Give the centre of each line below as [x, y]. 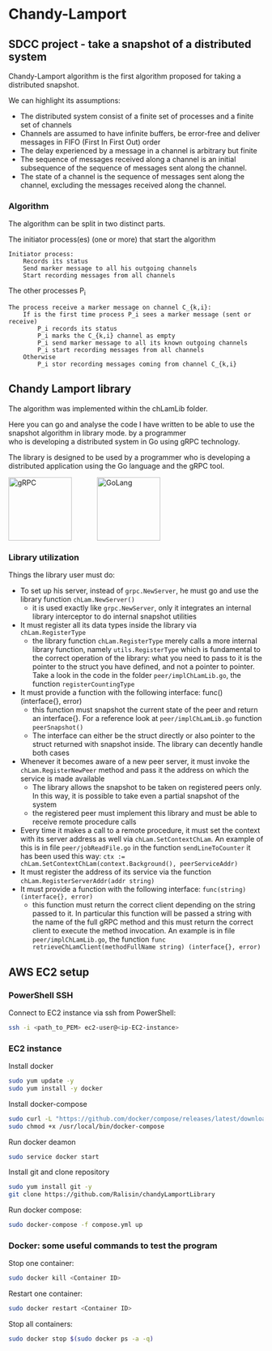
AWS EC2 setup [49, 972]
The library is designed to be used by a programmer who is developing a [130, 457]
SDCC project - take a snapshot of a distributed [130, 44]
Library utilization [44, 557]
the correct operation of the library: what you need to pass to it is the [147, 658]
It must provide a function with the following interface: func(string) [133, 890]
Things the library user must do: [62, 575]
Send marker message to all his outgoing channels [110, 268]
